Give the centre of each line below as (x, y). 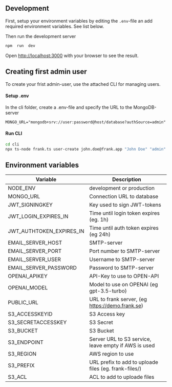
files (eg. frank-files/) (115, 368)
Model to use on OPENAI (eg (124, 285)
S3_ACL (17, 377)
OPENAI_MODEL (28, 288)
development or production (122, 188)
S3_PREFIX (21, 365)
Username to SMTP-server (122, 260)
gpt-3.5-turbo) (108, 291)
